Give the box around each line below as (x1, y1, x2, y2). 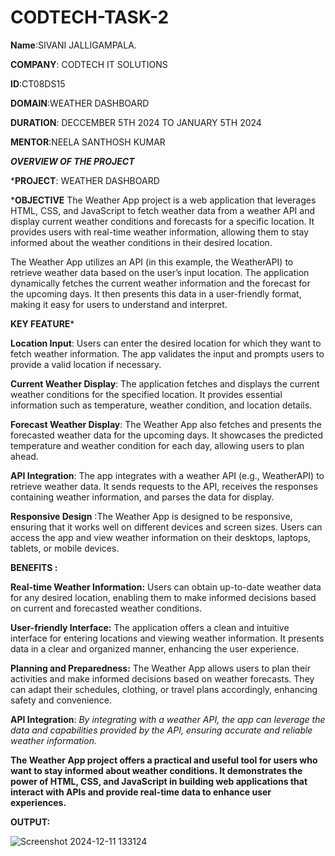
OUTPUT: (10, 816, 51, 828)
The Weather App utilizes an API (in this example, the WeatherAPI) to (10, 256, 294, 268)
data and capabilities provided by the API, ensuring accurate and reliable (10, 724, 313, 736)
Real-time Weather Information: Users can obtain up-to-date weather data (10, 581, 322, 593)
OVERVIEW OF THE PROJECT (10, 155, 135, 167)
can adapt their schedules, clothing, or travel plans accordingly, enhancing (10, 683, 318, 695)
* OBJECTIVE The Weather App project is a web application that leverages (10, 194, 317, 206)
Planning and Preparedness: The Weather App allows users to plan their (10, 662, 311, 674)
